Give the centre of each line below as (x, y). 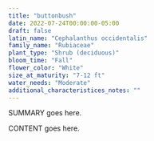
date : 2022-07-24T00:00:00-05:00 (64, 23)
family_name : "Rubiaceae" (51, 46)
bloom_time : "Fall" (41, 61)
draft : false (30, 30)
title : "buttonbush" (43, 16)
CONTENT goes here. (44, 128)
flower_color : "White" (46, 68)
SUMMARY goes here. (45, 113)
